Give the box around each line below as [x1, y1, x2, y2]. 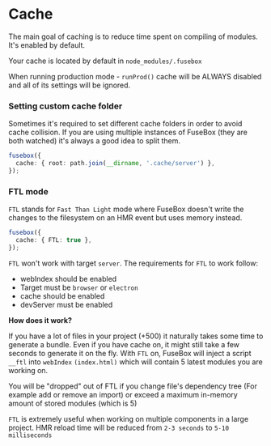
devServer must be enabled [19, 299, 113, 309]
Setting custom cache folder [8, 100, 123, 112]
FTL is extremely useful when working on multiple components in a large [8, 414, 249, 423]
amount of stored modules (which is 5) [8, 398, 138, 408]
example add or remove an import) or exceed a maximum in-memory [8, 389, 239, 399]
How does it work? [8, 315, 73, 325]
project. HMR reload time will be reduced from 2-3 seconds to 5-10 [8, 423, 229, 432]
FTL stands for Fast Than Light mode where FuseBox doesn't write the [8, 204, 244, 215]
